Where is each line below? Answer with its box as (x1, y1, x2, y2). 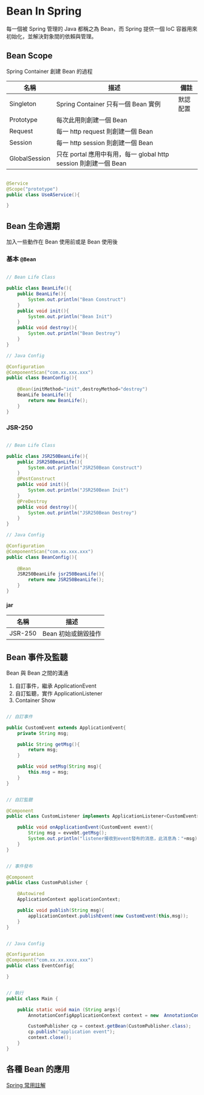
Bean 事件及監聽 (6, 652, 68, 663)
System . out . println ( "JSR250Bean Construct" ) (28, 465, 143, 471)
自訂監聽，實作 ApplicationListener (15, 689, 103, 697)
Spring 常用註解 (6, 1081, 46, 1088)
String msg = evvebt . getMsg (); (28, 830, 107, 836)
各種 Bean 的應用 (6, 1064, 70, 1074)
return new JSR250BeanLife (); (28, 577, 104, 583)
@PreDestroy (17, 498, 47, 505)
